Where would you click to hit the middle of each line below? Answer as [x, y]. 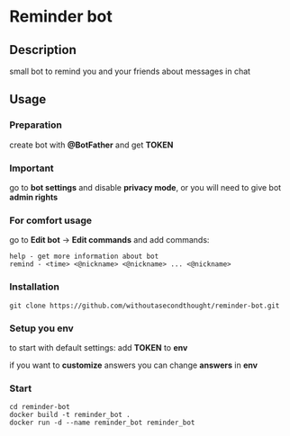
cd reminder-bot [40, 407]
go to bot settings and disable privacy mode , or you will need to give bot [145, 187]
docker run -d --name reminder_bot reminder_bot [102, 423]
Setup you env [41, 328]
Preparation [36, 125]
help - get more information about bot [84, 257]
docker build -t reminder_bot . [70, 415]
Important [32, 168]
